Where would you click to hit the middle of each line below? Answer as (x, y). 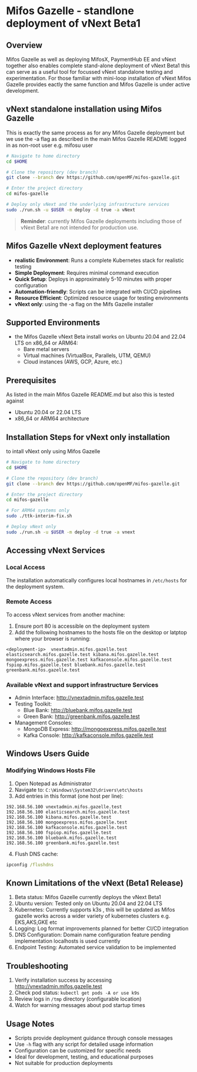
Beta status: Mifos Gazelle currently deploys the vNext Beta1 (88, 897)
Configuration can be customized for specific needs (78, 1051)
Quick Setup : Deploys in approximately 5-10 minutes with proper (93, 279)
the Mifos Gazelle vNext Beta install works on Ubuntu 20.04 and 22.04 (100, 337)
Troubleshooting (37, 966)
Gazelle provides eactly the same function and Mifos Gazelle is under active (98, 84)
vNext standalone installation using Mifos (84, 109)
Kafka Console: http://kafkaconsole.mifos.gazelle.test (89, 735)
